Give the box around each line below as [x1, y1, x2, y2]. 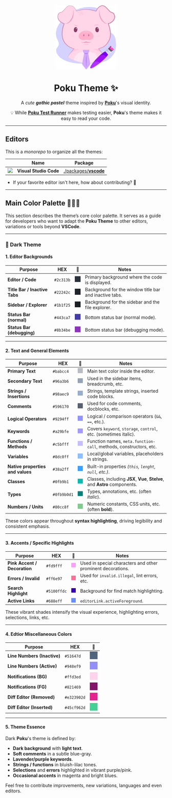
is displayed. [85, 279, 112, 286]
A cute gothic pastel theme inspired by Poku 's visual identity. [20, 99, 152, 105]
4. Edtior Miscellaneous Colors [5, 631, 72, 637]
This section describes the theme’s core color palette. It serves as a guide [5, 212, 161, 219]
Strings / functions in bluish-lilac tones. [12, 762, 97, 768]
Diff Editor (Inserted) [7, 704, 53, 710]
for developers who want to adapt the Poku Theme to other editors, [5, 218, 148, 224]
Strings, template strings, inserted [87, 388, 159, 394]
